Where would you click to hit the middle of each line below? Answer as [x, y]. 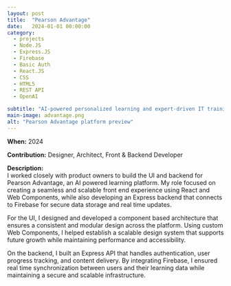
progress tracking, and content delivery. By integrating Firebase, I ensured [112, 260]
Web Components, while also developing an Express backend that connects [115, 197]
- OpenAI [26, 97]
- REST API [29, 90]
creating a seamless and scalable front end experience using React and [109, 190]
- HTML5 [24, 84]
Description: [25, 168]
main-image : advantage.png [46, 115]
